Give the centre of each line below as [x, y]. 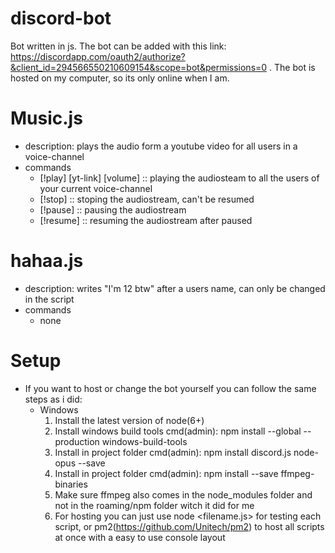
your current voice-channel [96, 188]
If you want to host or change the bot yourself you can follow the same [170, 388]
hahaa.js [47, 261]
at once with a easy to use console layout [140, 537]
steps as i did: [53, 399]
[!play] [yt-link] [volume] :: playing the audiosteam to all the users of [179, 178]
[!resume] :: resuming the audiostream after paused [146, 220]
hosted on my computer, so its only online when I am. [120, 78]
